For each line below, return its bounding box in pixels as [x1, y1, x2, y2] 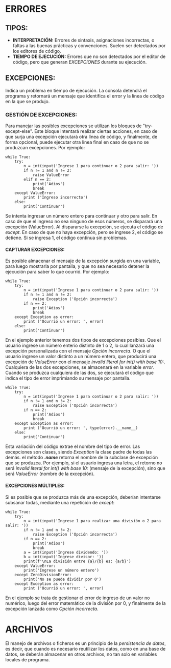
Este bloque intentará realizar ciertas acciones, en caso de [34, 128, 158, 134]
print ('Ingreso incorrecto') [23, 195, 88, 200]
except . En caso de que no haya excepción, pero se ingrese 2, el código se [5, 229, 163, 235]
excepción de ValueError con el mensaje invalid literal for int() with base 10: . [5, 359, 165, 365]
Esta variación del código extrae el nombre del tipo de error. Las [5, 443, 140, 449]
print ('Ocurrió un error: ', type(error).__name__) [23, 425, 138, 431]
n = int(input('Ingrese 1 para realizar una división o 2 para [23, 518, 161, 523]
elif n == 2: [23, 177, 52, 182]
